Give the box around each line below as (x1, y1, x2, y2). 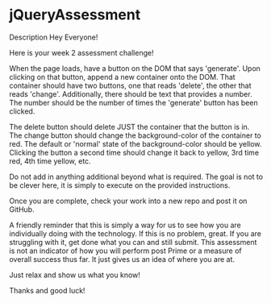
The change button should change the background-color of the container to (9, 131, 261, 140)
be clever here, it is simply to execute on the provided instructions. (9, 180, 231, 190)
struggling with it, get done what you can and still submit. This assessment (9, 237, 257, 247)
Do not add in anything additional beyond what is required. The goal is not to (9, 172, 264, 181)
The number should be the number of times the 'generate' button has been (9, 98, 258, 107)
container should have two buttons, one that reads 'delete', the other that (9, 81, 252, 90)
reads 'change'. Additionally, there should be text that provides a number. (9, 89, 252, 98)
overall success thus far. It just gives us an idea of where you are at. (9, 254, 236, 264)
